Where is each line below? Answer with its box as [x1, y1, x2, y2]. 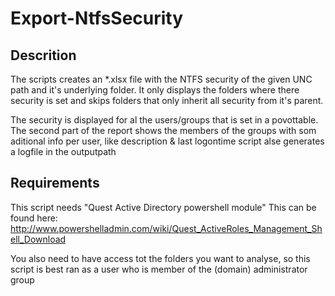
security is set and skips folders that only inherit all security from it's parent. [10, 95, 324, 106]
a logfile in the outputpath [10, 146, 117, 157]
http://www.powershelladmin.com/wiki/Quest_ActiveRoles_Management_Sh [10, 222, 323, 234]
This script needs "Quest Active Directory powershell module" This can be [10, 201, 317, 213]
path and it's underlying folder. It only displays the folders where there [10, 84, 300, 96]
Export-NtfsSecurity [10, 7, 184, 30]
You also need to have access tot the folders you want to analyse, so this [10, 252, 311, 264]
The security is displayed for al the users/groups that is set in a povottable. [10, 114, 319, 126]
